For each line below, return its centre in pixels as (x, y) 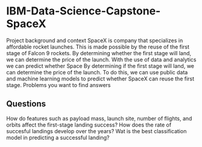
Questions (26, 104)
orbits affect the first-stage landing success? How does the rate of (89, 125)
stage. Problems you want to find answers (58, 85)
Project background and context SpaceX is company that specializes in (95, 40)
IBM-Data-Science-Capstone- (84, 11)
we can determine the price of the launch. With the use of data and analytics (101, 59)
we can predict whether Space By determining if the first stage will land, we (100, 66)
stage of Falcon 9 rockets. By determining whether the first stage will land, (99, 53)
